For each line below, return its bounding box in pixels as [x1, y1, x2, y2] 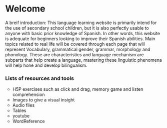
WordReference [12, 118, 45, 124]
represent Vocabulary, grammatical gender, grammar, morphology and [5, 46, 150, 52]
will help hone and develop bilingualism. [5, 62, 87, 68]
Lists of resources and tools [5, 75, 74, 82]
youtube [12, 113, 30, 119]
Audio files [12, 102, 35, 108]
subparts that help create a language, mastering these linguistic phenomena [5, 57, 162, 63]
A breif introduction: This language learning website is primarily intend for [5, 20, 157, 26]
